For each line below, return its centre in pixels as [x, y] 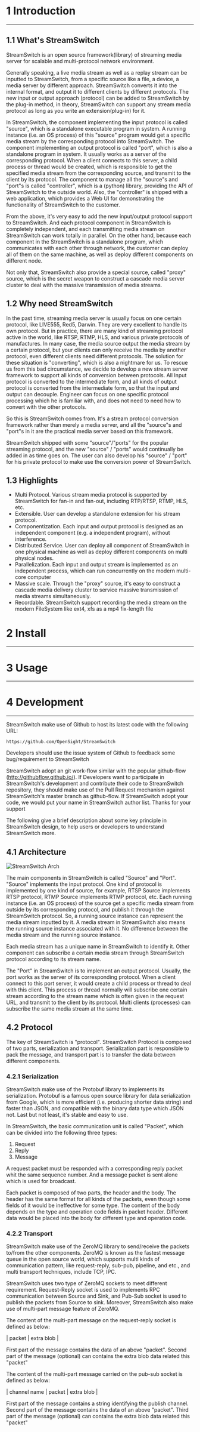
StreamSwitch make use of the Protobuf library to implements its [85, 1089]
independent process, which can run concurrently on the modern [95, 571]
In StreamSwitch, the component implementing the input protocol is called [97, 122]
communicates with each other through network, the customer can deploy [97, 248]
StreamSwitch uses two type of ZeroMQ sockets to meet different [87, 1283]
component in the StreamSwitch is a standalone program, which [85, 241]
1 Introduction [41, 11]
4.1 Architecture [36, 852]
